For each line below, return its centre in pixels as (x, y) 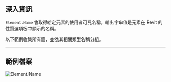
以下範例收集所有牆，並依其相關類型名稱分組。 (54, 39)
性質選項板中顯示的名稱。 (32, 28)
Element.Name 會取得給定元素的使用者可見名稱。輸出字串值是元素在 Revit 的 (84, 22)
